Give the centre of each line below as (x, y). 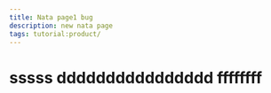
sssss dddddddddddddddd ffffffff (136, 77)
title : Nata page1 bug (51, 17)
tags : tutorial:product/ (55, 34)
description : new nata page (61, 26)
